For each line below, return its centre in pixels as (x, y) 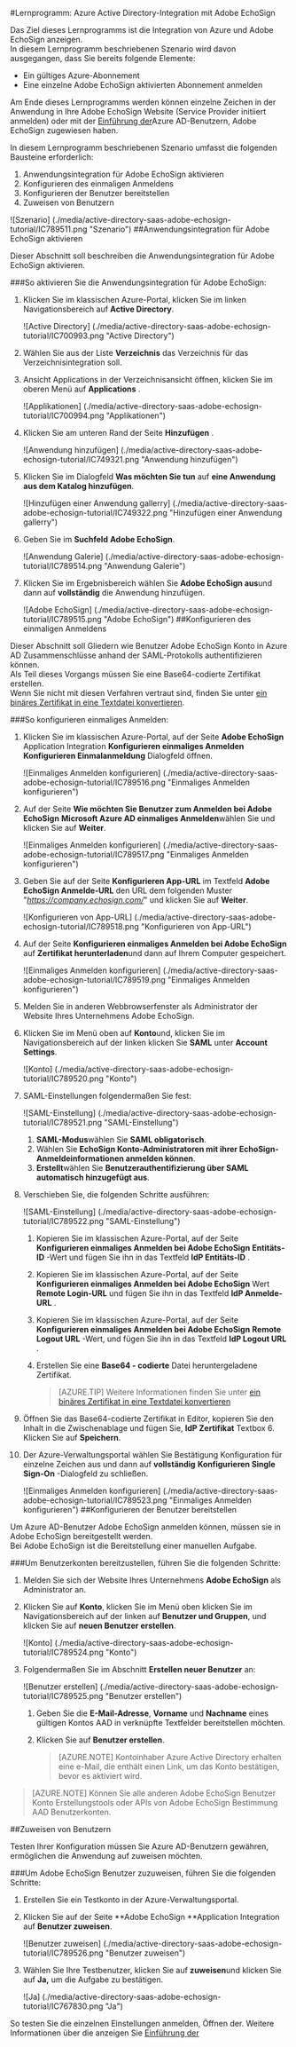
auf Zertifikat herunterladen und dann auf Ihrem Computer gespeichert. (155, 953)
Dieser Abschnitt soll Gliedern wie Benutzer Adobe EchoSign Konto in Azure (149, 646)
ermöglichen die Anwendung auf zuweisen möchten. (106, 1856)
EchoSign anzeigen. (47, 40)
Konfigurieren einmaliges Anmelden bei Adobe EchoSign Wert (153, 1284)
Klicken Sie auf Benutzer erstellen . (100, 1740)
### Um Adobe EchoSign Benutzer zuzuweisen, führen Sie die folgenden (143, 1873)
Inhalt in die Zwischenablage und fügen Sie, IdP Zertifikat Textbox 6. (149, 1428)
